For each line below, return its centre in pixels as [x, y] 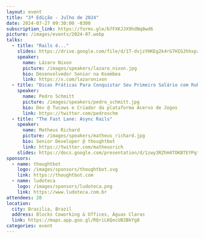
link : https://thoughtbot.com [56, 175]
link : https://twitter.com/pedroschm [70, 113]
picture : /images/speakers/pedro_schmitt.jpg [81, 102]
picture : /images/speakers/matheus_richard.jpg [84, 136]
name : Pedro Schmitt [48, 96]
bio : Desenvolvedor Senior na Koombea [71, 74]
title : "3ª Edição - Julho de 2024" [53, 18]
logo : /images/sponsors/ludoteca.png [65, 187]
